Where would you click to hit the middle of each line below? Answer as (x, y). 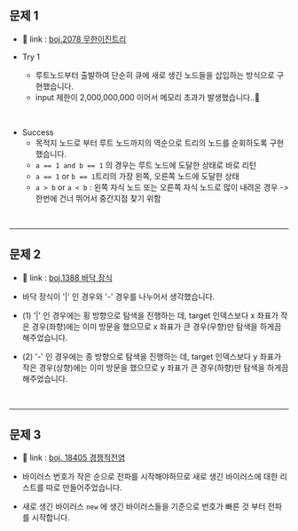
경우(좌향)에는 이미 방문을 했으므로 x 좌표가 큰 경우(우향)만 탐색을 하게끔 (157, 326)
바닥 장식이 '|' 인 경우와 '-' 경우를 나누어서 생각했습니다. (118, 297)
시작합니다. (51, 518)
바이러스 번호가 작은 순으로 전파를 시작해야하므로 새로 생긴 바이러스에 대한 (150, 477)
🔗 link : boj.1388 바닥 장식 (67, 277)
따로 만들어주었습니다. (84, 487)
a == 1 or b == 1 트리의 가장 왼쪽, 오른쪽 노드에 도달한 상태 (137, 176)
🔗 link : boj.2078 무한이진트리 (74, 39)
